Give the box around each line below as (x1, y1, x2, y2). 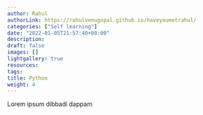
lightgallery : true (7, 55, 64, 62)
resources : (7, 62, 39, 69)
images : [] (7, 49, 39, 56)
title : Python (7, 74, 48, 82)
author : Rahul (7, 10, 48, 17)
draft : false (7, 42, 45, 49)
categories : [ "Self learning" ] (7, 23, 98, 30)
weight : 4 (7, 81, 36, 88)
